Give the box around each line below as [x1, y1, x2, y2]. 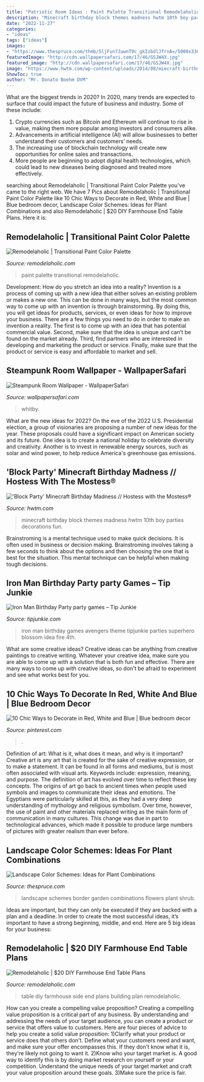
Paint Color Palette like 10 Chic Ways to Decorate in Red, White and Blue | [6, 195, 190, 202]
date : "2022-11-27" [6, 20, 56, 26]
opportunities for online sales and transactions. [15, 150, 134, 158]
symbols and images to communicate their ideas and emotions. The [6, 789, 176, 796]
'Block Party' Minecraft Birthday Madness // [6, 467, 177, 478]
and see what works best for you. [6, 671, 90, 679]
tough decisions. [6, 560, 48, 568]
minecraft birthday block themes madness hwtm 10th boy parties [21, 516, 184, 523]
